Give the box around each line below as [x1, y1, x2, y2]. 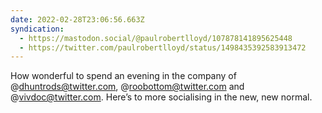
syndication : [10, 24, 65, 34]
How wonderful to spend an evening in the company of [10, 70, 237, 82]
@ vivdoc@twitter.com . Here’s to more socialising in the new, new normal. [10, 91, 313, 103]
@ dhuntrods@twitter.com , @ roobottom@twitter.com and [10, 81, 245, 93]
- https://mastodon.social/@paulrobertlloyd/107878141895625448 [19, 33, 293, 43]
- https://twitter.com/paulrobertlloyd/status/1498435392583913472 [19, 42, 307, 53]
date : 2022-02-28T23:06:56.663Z [10, 14, 145, 25]
